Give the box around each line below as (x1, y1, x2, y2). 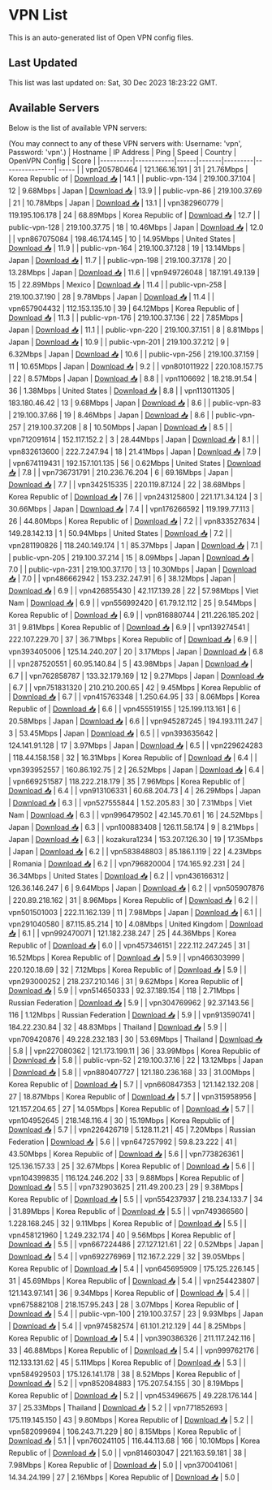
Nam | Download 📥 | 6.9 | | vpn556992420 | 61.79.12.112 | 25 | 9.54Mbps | (8, 598, 257, 607)
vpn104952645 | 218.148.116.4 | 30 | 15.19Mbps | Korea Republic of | (8, 1115, 235, 1125)
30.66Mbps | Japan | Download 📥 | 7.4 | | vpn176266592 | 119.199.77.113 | (8, 503, 254, 513)
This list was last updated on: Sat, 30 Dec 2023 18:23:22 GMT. (8, 77, 218, 87)
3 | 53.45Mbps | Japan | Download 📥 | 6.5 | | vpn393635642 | (8, 728, 218, 738)
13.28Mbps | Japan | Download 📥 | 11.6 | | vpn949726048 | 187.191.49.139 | (8, 267, 260, 277)
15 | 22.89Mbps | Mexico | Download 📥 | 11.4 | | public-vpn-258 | (8, 279, 227, 289)
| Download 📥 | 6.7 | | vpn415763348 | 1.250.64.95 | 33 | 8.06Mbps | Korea (8, 692, 261, 702)
